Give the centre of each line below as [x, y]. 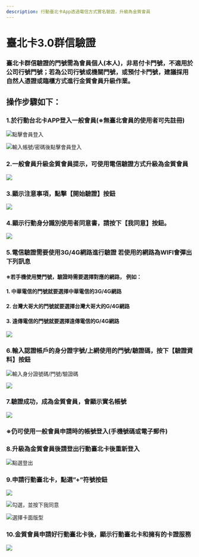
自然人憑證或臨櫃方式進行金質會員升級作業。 [70, 81]
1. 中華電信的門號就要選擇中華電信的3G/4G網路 [64, 292]
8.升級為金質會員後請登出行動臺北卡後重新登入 [73, 449]
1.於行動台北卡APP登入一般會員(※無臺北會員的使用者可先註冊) [96, 121]
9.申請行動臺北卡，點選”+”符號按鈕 [57, 480]
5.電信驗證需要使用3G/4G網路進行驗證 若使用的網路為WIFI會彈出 [99, 252]
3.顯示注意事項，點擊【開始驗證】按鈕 [61, 193]
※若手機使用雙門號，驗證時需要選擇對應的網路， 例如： [74, 277]
